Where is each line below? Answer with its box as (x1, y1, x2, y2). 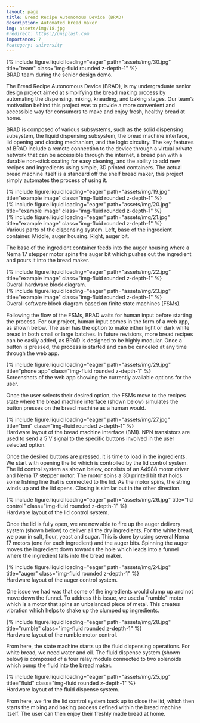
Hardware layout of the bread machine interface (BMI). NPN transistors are (6, 428, 190, 435)
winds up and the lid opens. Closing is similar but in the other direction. (6, 484, 181, 492)
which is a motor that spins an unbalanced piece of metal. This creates (6, 600, 180, 607)
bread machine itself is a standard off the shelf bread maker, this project (6, 170, 184, 177)
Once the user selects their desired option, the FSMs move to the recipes (6, 391, 186, 398)
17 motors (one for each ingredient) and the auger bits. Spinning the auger (6, 539, 189, 546)
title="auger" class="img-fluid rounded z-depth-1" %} (6, 570, 139, 577)
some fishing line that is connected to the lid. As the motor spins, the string (6, 478, 191, 485)
